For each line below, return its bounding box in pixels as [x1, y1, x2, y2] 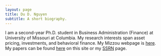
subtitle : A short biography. [5, 16, 67, 21]
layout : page [5, 7, 32, 12]
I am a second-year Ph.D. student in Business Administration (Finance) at [5, 30, 154, 36]
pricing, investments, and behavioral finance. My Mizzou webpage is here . [5, 40, 156, 46]
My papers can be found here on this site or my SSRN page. [5, 45, 127, 52]
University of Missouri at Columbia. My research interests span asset [5, 35, 145, 41]
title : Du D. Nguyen [5, 12, 48, 17]
